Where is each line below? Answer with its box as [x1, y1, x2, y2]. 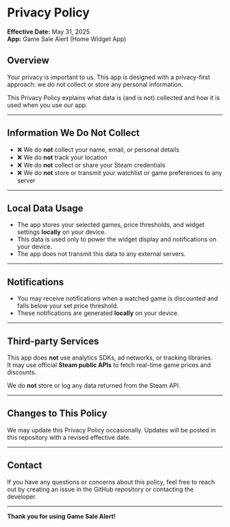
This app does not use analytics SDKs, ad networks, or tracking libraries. [7, 353, 214, 362]
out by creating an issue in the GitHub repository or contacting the [7, 485, 194, 493]
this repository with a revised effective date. [7, 433, 131, 441]
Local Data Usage [7, 202, 84, 214]
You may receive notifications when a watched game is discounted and [16, 294, 218, 303]
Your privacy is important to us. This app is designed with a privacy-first [7, 73, 210, 81]
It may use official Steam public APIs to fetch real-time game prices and [7, 361, 211, 368]
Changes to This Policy [7, 408, 107, 419]
